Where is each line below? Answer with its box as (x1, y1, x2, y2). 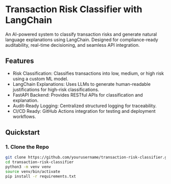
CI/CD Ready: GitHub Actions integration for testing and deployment (12, 108, 156, 114)
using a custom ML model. (12, 75, 69, 82)
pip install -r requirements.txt (5, 174, 76, 179)
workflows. (12, 113, 37, 119)
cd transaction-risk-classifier (5, 160, 74, 165)
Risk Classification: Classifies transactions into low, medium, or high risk (12, 70, 164, 76)
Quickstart (5, 128, 40, 137)
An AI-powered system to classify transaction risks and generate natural (5, 31, 157, 37)
